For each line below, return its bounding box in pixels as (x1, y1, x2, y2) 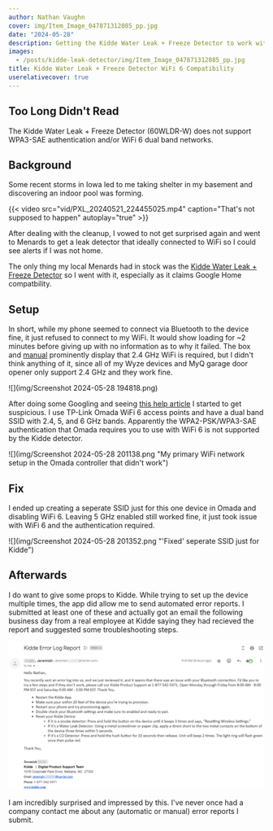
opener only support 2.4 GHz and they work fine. (8, 367, 173, 378)
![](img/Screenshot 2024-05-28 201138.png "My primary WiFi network (8, 449, 245, 459)
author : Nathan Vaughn (8, 13, 85, 21)
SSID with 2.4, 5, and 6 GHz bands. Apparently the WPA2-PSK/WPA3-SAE (8, 416, 258, 426)
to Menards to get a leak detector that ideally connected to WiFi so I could (8, 237, 256, 247)
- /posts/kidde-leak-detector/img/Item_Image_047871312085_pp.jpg (15, 56, 245, 64)
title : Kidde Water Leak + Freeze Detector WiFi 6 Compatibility (8, 65, 234, 73)
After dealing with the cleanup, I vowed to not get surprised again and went (8, 229, 261, 238)
